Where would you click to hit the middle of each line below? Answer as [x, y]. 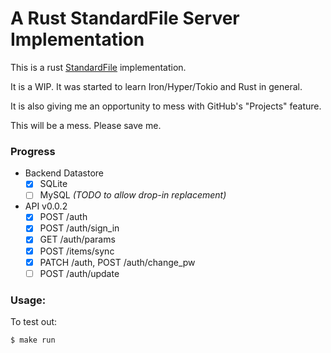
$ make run [33, 340]
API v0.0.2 [46, 206]
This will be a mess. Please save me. [86, 125]
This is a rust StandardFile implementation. [98, 67]
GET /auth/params [77, 239]
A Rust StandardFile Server [125, 18]
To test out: [34, 322]
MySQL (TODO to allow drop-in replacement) [133, 195]
